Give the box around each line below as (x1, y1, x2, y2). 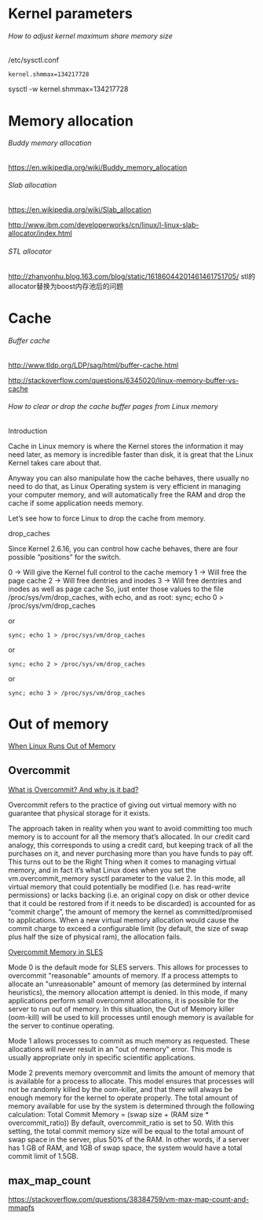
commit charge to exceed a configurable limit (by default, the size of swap (8, 923, 249, 933)
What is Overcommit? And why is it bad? (8, 784, 139, 794)
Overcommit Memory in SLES (8, 947, 104, 956)
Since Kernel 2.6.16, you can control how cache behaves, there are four (8, 543, 239, 553)
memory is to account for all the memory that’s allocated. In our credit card (8, 831, 250, 841)
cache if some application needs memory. (8, 498, 144, 507)
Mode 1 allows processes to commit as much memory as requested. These (8, 1036, 250, 1045)
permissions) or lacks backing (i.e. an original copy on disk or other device (8, 890, 250, 900)
